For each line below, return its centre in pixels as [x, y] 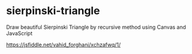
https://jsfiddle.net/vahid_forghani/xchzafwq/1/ [63, 45]
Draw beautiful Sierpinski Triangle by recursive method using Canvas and [96, 27]
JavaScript [19, 33]
